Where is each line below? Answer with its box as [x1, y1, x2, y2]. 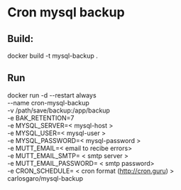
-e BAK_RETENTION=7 [7, 113, 75, 122]
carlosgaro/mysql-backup [7, 174, 84, 182]
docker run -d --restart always [7, 90, 97, 100]
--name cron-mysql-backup [7, 98, 90, 107]
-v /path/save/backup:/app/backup [7, 106, 110, 115]
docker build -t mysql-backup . [7, 51, 98, 60]
